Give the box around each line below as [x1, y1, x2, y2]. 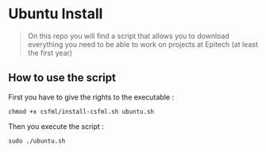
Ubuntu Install [8, 5, 103, 23]
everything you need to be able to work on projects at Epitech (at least [27, 39, 258, 49]
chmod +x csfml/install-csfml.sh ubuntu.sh [8, 107, 155, 115]
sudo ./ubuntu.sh [8, 137, 66, 145]
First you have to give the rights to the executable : [8, 92, 175, 102]
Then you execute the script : [8, 121, 105, 131]
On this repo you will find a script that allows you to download [27, 31, 230, 41]
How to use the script [8, 71, 117, 84]
